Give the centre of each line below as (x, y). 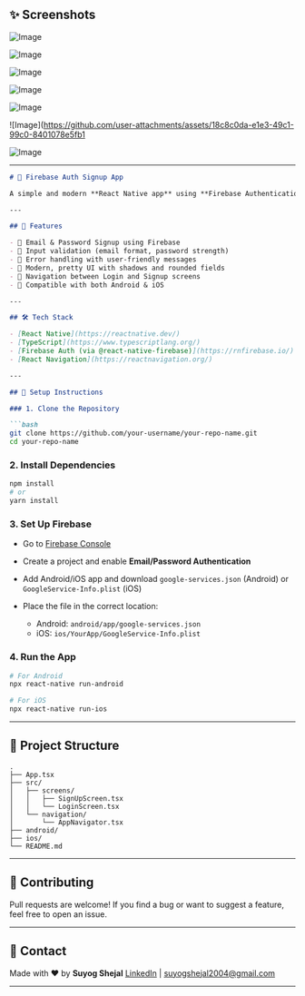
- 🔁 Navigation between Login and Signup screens (105, 276)
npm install (32, 484)
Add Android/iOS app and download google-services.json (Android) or (155, 579)
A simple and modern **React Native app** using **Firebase (126, 193)
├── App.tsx (32, 774)
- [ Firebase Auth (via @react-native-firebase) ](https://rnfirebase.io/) (152, 351)
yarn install (34, 501)
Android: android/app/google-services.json (118, 624)
